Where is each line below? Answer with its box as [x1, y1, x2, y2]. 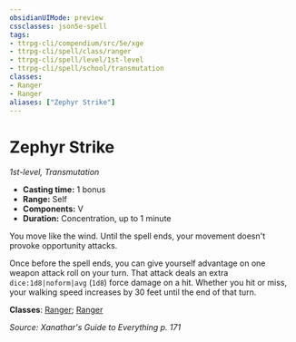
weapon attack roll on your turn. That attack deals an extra [9, 268, 229, 278]
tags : [9, 30, 30, 39]
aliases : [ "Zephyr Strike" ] [9, 97, 116, 107]
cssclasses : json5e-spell [9, 22, 107, 31]
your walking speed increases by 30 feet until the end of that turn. [9, 287, 257, 298]
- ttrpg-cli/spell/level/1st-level [9, 55, 144, 64]
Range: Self [22, 194, 68, 205]
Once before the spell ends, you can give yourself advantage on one [9, 258, 266, 269]
